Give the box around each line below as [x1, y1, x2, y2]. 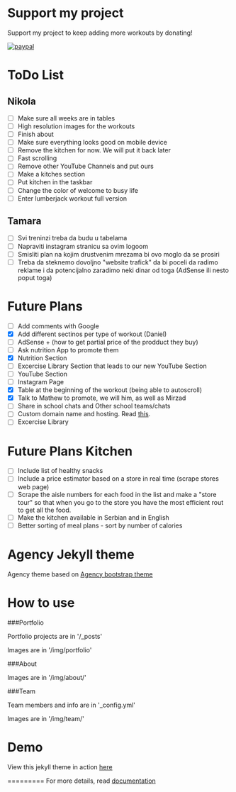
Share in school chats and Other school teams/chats [17, 402, 171, 411]
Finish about [17, 130, 55, 139]
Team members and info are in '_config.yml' [7, 701, 136, 709]
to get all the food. [17, 506, 72, 514]
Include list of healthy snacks [17, 467, 103, 475]
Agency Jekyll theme [7, 546, 135, 562]
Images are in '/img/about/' [7, 673, 87, 681]
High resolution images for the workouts [17, 122, 135, 130]
